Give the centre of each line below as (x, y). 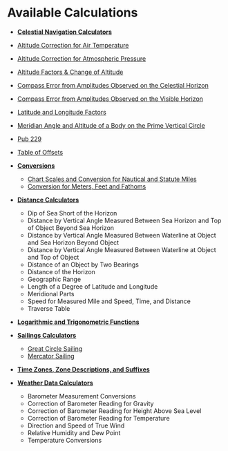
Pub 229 (29, 139)
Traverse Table (49, 308)
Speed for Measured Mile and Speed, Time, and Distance (109, 301)
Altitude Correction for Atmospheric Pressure (82, 58)
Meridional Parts (51, 294)
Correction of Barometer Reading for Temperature (99, 418)
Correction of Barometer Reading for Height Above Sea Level (114, 411)
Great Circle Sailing (55, 348)
